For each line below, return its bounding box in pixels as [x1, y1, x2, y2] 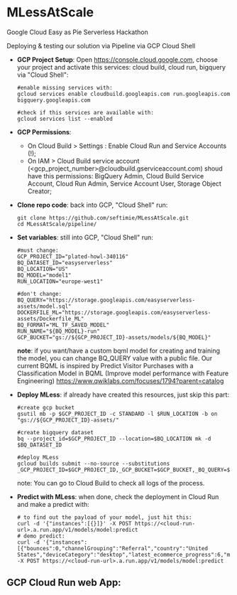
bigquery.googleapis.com [16, 97, 91, 104]
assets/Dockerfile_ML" [16, 315, 84, 322]
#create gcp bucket [16, 404, 75, 411]
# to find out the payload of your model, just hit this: [16, 513, 192, 521]
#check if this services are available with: [16, 109, 154, 116]
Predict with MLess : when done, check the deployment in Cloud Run [16, 492, 219, 501]
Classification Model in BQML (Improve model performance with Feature [16, 369, 228, 377]
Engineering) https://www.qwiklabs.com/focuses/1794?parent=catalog [16, 376, 224, 385]
